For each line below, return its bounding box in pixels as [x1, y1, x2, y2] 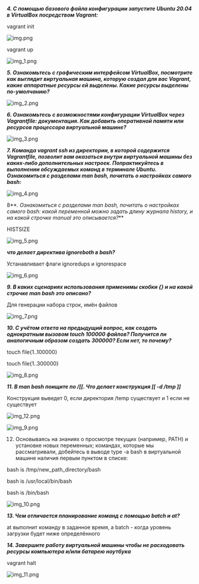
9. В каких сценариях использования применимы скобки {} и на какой [7, 283, 193, 291]
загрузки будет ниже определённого [7, 530, 100, 537]
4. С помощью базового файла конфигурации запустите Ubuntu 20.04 [7, 5, 192, 12]
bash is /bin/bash [7, 489, 49, 496]
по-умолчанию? [7, 88, 50, 95]
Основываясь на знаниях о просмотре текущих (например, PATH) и [15, 436, 189, 442]
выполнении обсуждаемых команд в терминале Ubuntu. [7, 166, 157, 173]
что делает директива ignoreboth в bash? [7, 249, 115, 255]
